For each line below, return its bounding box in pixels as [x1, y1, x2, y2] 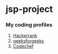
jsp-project [5, 3, 53, 15]
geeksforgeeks [12, 38, 44, 44]
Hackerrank [12, 32, 37, 38]
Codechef [12, 43, 34, 49]
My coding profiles [5, 21, 52, 28]
